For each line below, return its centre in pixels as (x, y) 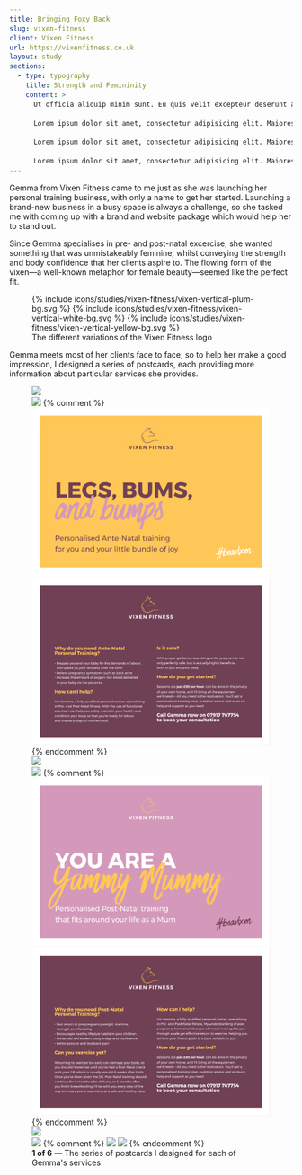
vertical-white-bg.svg (72, 318)
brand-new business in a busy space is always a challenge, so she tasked (146, 207)
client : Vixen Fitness (52, 38)
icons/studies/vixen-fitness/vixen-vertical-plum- (164, 299)
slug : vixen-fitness (48, 28)
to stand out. (33, 225)
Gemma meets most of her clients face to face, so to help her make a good (148, 354)
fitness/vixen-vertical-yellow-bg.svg (99, 327)
